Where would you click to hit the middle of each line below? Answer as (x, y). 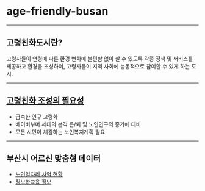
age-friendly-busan (57, 11)
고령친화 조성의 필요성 (45, 101)
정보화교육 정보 (33, 182)
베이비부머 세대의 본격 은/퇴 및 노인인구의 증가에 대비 (78, 124)
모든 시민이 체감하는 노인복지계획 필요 (60, 132)
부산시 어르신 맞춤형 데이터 (53, 158)
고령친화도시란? (34, 43)
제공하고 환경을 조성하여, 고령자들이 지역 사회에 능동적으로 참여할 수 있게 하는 (98, 66)
